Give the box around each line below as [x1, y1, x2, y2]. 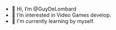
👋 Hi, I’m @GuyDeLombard [11, 6, 77, 12]
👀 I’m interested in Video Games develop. [11, 12, 111, 18]
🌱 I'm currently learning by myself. [11, 18, 95, 24]
